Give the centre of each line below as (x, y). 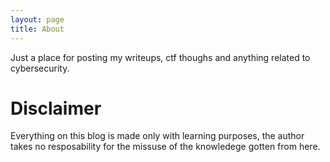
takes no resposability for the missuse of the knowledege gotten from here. (165, 147)
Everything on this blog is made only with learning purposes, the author (157, 136)
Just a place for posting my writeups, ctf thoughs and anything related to (160, 57)
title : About (37, 29)
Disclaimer (56, 108)
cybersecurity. (40, 68)
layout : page (37, 19)
